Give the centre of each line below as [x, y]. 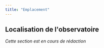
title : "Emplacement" [27, 10]
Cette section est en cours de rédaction [46, 41]
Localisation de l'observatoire [52, 30]
